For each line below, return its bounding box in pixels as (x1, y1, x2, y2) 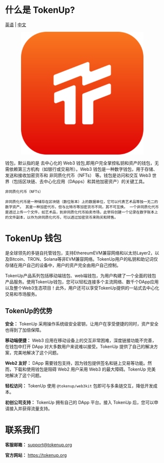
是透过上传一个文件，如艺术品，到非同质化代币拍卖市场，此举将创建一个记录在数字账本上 (5, 210, 158, 215)
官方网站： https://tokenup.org (5, 452, 67, 458)
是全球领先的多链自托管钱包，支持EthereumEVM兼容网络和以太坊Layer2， (5, 250, 155, 256)
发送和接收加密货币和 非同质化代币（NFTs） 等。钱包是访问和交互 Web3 (5, 172, 151, 178)
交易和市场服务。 (5, 291, 40, 297)
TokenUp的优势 (5, 307, 53, 315)
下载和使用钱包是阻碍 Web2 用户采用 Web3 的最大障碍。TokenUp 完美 (13, 366, 156, 372)
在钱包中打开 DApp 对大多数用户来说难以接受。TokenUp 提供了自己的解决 (5, 343, 154, 349)
